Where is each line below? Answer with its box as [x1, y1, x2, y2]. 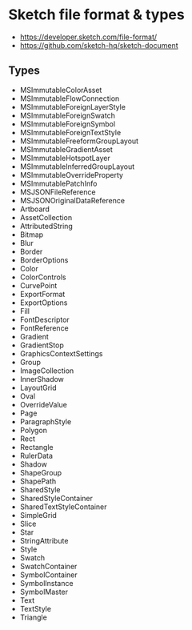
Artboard [19, 204, 50, 214]
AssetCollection [19, 212, 73, 222]
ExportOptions [19, 298, 68, 307]
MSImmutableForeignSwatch [19, 110, 116, 120]
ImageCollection [19, 366, 74, 375]
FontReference [19, 323, 70, 333]
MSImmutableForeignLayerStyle [19, 102, 126, 111]
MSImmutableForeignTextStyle [19, 127, 122, 137]
